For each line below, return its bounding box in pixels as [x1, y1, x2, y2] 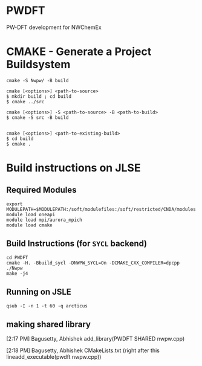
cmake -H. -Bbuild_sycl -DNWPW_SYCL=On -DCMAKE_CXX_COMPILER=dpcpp [6, 260, 180, 266]
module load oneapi [6, 211, 56, 217]
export [6, 201, 23, 207]
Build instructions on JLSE [6, 161, 141, 175]
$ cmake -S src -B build [6, 114, 69, 121]
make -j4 [6, 270, 28, 277]
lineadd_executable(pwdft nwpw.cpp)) [6, 353, 102, 361]
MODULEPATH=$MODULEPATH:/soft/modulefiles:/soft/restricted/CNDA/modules [6, 206, 197, 212]
